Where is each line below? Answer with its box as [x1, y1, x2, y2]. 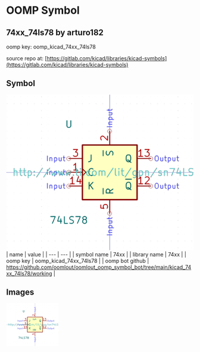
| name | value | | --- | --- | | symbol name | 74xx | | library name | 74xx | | [6, 250, 186, 258]
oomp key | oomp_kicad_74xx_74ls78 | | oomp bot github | [6, 257, 149, 264]
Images [6, 287, 35, 297]
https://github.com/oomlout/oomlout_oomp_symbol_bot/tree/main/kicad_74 [6, 264, 192, 271]
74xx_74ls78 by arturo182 [6, 27, 104, 38]
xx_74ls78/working [6, 270, 52, 277]
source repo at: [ [6, 55, 47, 62]
